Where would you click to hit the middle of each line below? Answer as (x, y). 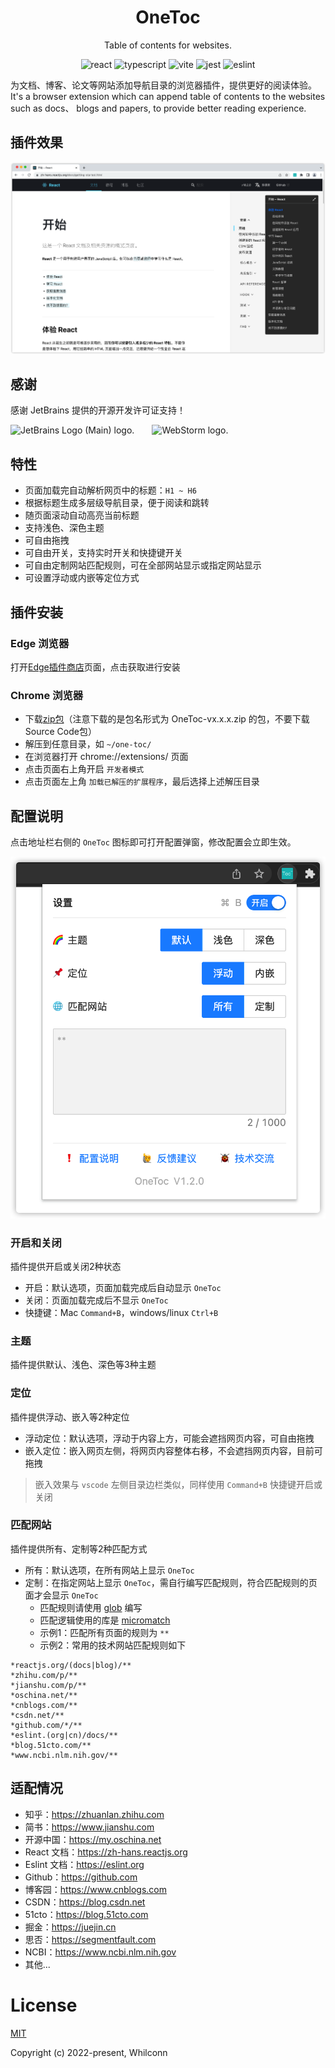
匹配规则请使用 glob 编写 (91, 1607)
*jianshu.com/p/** (48, 1685)
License (44, 2005)
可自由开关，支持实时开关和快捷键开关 (103, 553)
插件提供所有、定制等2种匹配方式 (79, 1548)
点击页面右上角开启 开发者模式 (84, 769)
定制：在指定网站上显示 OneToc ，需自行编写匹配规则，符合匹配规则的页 (171, 1582)
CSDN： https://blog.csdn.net (85, 1902)
